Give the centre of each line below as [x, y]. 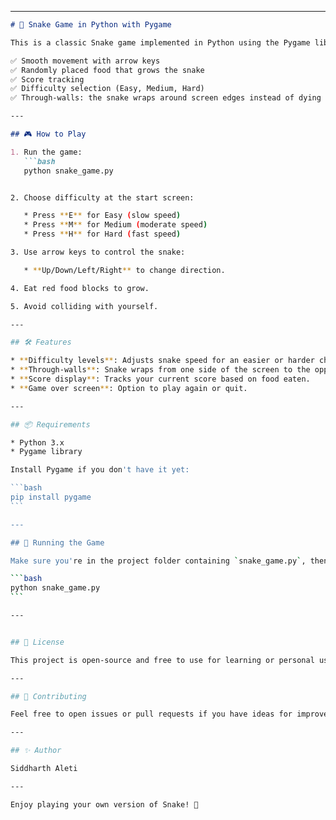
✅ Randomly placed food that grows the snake [107, 70]
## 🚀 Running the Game [57, 542]
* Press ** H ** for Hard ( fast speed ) [102, 234]
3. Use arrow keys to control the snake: [98, 252]
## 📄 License [37, 642]
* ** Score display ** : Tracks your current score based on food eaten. [160, 379]
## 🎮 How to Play [48, 134]
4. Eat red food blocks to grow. [80, 288]
